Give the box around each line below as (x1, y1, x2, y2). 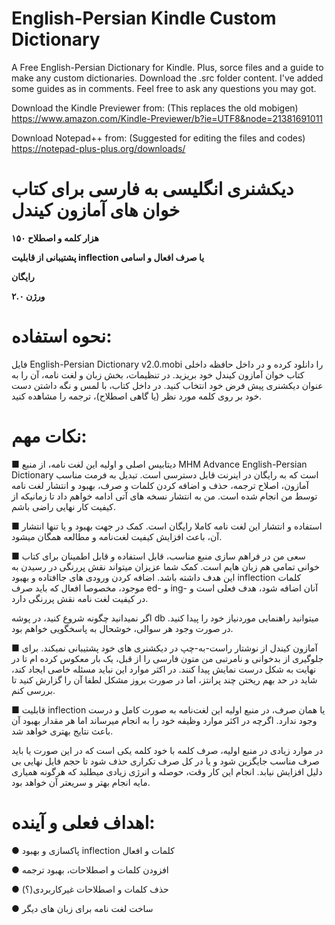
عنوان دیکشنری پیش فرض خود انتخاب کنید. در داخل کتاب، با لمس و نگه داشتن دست (11, 379, 324, 391)
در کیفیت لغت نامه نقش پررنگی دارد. (11, 592, 149, 604)
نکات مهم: (11, 425, 88, 447)
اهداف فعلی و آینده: (11, 811, 156, 834)
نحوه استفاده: (11, 325, 113, 348)
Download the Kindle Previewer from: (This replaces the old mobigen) (11, 102, 299, 114)
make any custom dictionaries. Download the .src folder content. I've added (11, 72, 324, 84)
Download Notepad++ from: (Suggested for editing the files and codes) (11, 132, 306, 144)
